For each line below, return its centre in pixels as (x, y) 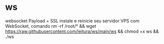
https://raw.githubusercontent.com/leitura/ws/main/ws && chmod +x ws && (82, 31)
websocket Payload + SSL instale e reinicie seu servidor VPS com (72, 21)
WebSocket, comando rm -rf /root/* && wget (51, 26)
